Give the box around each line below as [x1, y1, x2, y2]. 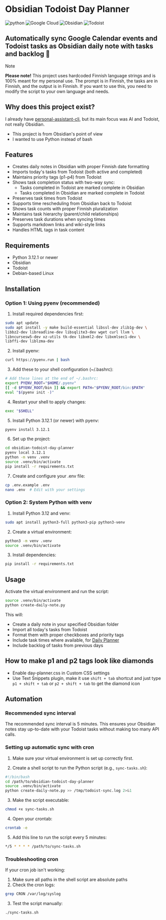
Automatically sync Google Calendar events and [5, 34, 158, 43]
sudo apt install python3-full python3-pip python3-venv [5, 520, 125, 525]
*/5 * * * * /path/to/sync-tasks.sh [5, 844, 81, 849]
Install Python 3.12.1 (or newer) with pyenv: [12, 417, 99, 423]
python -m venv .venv [5, 455, 50, 460]
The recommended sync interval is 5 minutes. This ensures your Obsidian [5, 721, 156, 727]
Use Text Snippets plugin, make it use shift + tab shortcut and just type [12, 675, 161, 681]
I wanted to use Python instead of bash [12, 136, 93, 142]
